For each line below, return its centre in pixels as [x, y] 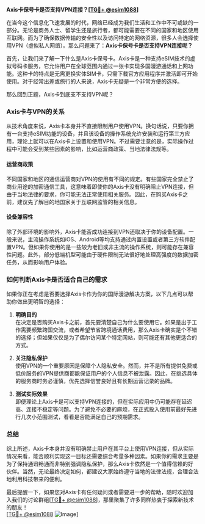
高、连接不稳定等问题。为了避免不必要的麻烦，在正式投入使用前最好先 [103, 409]
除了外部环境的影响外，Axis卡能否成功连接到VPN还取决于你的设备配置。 [98, 231]
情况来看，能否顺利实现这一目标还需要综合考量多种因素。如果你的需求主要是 [103, 456]
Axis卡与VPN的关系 [36, 111]
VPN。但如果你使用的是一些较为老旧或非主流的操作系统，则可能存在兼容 [103, 247]
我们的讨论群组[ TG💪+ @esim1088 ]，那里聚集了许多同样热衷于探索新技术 [103, 500]
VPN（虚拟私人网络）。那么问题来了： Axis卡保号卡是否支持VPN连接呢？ [102, 45]
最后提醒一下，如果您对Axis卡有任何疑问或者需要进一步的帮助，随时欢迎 [97, 492]
